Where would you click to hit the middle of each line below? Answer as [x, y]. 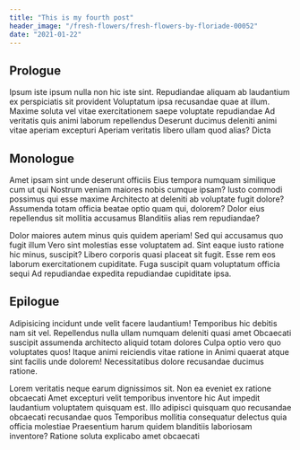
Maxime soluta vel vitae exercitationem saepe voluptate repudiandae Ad [142, 111]
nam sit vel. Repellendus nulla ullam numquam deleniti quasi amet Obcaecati [150, 333]
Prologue [35, 70]
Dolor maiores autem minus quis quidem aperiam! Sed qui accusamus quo [146, 235]
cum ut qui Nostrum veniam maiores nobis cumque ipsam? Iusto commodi [146, 190]
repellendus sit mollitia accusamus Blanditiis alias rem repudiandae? [134, 218]
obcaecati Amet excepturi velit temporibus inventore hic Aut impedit [135, 398]
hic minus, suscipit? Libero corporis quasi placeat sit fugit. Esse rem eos [142, 255]
